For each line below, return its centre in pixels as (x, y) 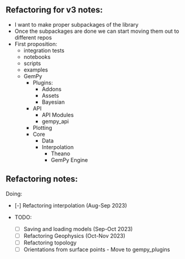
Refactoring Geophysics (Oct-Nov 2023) (75, 235)
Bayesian (53, 102)
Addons (52, 89)
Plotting (42, 127)
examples (36, 70)
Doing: (14, 193)
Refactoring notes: (42, 179)
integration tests (44, 50)
